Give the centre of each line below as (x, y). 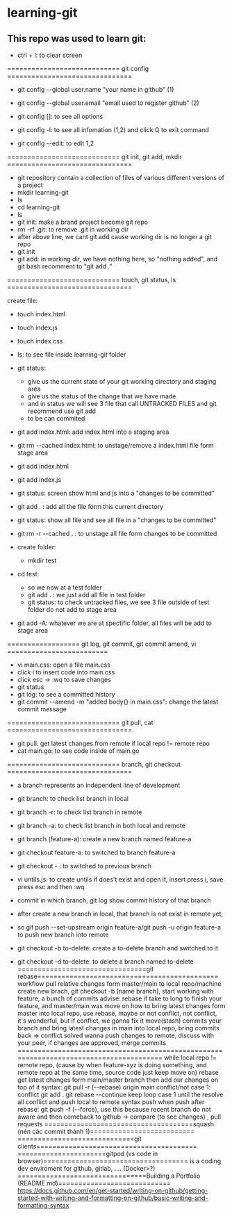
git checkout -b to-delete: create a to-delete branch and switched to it (118, 948)
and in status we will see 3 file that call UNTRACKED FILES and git (122, 404)
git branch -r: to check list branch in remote (80, 812)
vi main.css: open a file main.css (64, 665)
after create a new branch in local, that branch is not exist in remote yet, (120, 914)
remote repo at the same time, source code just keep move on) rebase (118, 1072)
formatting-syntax (43, 1205)
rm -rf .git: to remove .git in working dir (73, 229)
